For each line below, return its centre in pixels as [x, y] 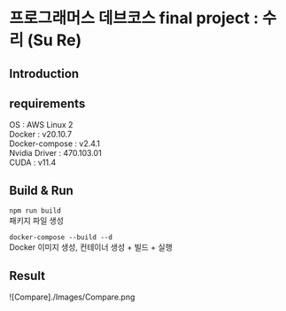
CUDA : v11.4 [33, 163]
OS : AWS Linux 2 [41, 125]
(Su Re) [54, 40]
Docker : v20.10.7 [41, 135]
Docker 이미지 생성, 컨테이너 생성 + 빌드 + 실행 [91, 247]
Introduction [44, 73]
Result [27, 276]
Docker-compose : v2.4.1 [54, 144]
